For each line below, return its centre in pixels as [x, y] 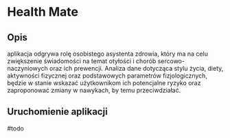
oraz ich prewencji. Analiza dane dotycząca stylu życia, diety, [136, 68]
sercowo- [171, 61]
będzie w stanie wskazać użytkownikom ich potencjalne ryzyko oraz [104, 83]
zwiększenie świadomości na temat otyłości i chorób [82, 61]
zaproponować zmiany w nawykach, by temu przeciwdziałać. [94, 90]
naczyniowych [27, 68]
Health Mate [43, 12]
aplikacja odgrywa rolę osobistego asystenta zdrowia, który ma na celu [107, 54]
